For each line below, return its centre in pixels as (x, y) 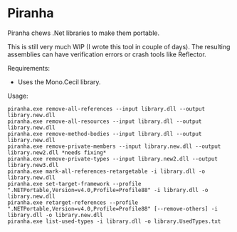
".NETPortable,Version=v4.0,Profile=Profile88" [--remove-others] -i (113, 208)
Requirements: (28, 68)
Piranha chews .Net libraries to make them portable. (84, 33)
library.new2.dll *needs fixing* (57, 152)
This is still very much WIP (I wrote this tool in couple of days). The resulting (119, 46)
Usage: (18, 96)
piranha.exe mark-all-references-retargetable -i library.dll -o (106, 171)
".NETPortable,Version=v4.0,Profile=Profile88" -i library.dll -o (108, 190)
